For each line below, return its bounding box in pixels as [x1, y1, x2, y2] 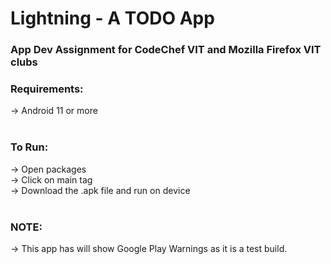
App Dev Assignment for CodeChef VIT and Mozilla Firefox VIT [10, 43, 322, 57]
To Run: [10, 140, 49, 154]
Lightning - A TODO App [10, 7, 215, 30]
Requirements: [10, 82, 84, 96]
